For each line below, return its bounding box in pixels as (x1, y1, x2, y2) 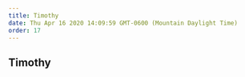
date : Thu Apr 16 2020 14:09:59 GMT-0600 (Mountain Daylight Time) (8, 19, 239, 27)
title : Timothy (8, 11, 59, 20)
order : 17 (8, 26, 42, 34)
